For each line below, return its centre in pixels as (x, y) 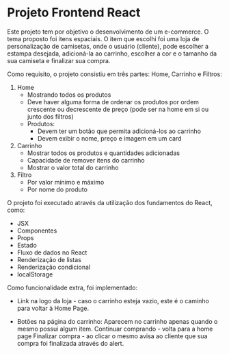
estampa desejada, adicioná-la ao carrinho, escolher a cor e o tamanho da (112, 54)
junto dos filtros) (50, 116)
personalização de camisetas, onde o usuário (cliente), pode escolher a (108, 46)
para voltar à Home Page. (53, 308)
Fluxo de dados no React (52, 252)
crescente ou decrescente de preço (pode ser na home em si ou (118, 109)
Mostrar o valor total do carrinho (73, 167)
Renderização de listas (49, 259)
